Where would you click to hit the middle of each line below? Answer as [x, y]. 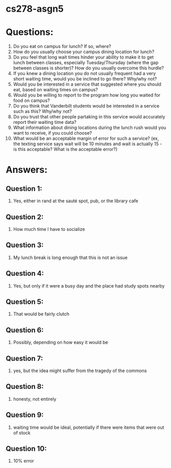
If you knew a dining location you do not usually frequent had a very [84, 73]
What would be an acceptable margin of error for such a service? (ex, [86, 139]
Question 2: [25, 217]
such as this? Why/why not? [42, 111]
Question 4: [25, 274]
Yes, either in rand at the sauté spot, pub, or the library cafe [76, 201]
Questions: [30, 32]
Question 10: [26, 449]
